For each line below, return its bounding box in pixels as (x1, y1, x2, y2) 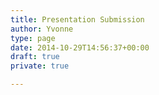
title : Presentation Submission (10, 14, 145, 25)
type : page (10, 33, 56, 43)
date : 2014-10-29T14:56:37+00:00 (10, 42, 150, 53)
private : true (10, 61, 70, 71)
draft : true (10, 52, 60, 62)
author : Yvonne (10, 24, 74, 34)
